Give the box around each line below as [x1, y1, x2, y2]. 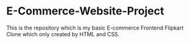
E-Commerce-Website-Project [6, 4, 164, 18]
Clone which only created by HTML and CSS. [6, 30, 120, 37]
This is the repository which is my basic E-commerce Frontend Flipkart [6, 24, 184, 31]
